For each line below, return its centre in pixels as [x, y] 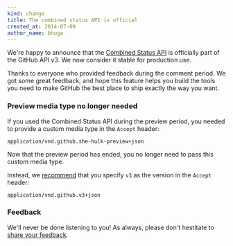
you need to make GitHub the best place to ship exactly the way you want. [113, 88]
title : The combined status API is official [72, 20]
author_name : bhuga [35, 33]
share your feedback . [38, 235]
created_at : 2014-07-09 [42, 26]
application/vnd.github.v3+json [54, 195]
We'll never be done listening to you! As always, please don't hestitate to [111, 227]
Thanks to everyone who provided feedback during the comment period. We [116, 73]
